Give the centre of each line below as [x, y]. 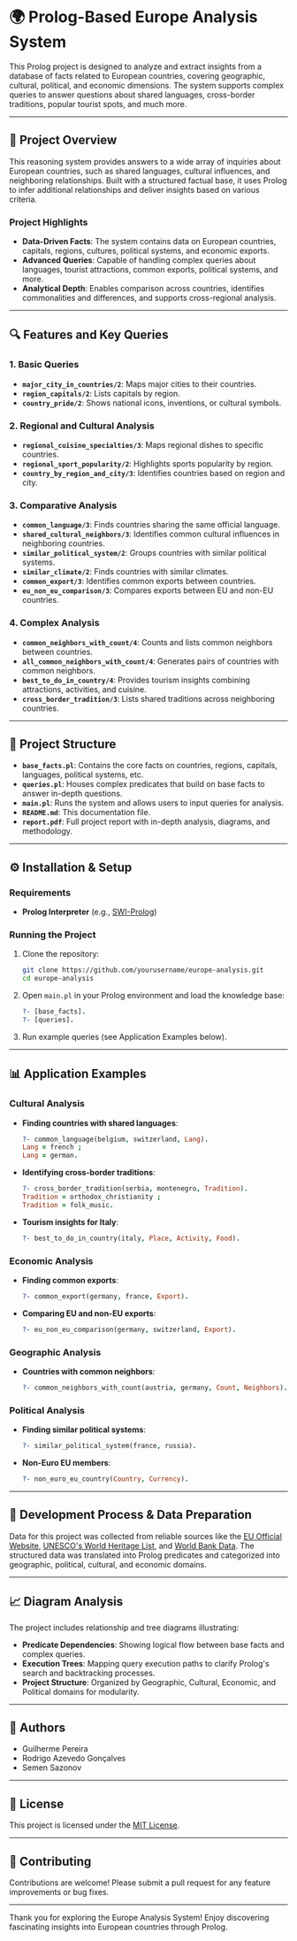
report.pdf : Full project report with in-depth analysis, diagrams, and [146, 822]
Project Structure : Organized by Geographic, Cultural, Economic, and [149, 1682]
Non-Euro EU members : [66, 1463]
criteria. [23, 199]
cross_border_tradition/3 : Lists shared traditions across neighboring [148, 698]
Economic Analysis [51, 1260]
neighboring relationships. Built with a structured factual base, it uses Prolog [148, 180]
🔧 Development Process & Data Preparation [130, 1515]
